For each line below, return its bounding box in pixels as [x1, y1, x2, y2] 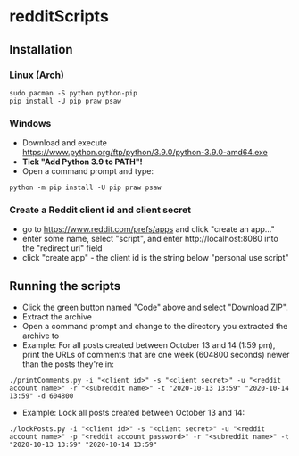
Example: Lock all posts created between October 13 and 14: [21, 408, 245, 419]
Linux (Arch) [9, 69, 65, 81]
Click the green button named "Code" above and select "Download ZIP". [21, 302, 288, 313]
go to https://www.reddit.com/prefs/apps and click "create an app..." [21, 224, 275, 235]
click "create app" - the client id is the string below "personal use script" [21, 253, 289, 263]
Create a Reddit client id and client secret [9, 203, 192, 216]
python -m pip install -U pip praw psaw [9, 183, 162, 193]
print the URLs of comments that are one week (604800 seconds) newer [21, 350, 290, 361]
